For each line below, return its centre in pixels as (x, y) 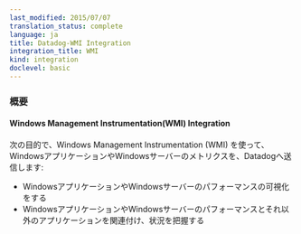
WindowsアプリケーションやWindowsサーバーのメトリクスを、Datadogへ (147, 156)
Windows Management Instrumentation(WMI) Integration (120, 124)
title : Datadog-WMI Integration (70, 43)
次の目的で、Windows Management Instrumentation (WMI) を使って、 (139, 145)
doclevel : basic (40, 69)
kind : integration (44, 60)
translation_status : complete (66, 26)
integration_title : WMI (54, 51)
